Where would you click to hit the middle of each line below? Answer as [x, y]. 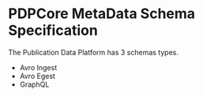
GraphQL [34, 84]
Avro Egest [37, 76]
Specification [53, 30]
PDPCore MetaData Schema [102, 14]
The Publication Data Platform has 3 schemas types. [94, 52]
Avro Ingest [38, 67]
